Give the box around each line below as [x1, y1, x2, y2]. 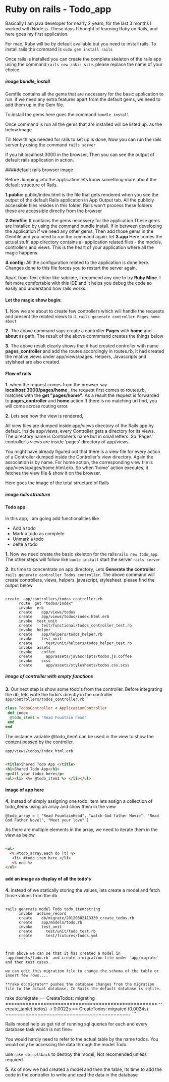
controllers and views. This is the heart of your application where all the [5, 244, 154, 250]
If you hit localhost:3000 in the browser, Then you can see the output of [5, 151, 155, 158]
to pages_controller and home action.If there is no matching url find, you [5, 398, 157, 404]
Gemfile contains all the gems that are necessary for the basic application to [5, 91, 164, 97]
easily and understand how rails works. [5, 285, 87, 291]
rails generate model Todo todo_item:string [5, 906, 100, 912]
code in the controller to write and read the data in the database [5, 1071, 138, 1077]
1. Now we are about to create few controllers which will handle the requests [5, 308, 164, 314]
